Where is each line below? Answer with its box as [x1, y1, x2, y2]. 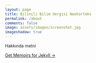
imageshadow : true [5, 30, 42, 34]
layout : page [5, 7, 31, 12]
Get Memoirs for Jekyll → [5, 52, 55, 58]
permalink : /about [5, 16, 42, 21]
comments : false [5, 20, 38, 26]
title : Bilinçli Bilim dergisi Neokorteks [5, 12, 92, 16]
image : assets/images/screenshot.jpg [5, 25, 81, 30]
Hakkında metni [5, 43, 36, 48]
